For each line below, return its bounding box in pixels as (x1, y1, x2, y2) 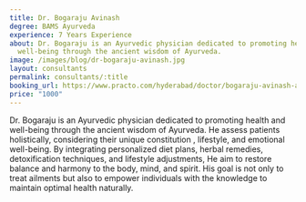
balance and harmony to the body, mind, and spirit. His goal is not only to (9, 163, 284, 174)
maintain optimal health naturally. (9, 182, 134, 193)
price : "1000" (9, 89, 64, 98)
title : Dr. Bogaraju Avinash (9, 13, 120, 23)
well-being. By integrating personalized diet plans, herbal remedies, (9, 143, 264, 155)
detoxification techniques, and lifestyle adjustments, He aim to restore (9, 153, 272, 164)
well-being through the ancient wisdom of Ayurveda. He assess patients (9, 124, 280, 135)
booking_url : (9, 81, 59, 90)
